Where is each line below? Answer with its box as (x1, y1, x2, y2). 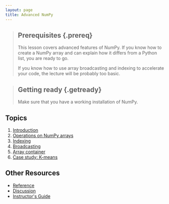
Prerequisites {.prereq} (17, 31, 93, 40)
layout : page (5, 7, 33, 13)
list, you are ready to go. (17, 55, 69, 62)
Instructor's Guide (12, 193, 51, 199)
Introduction (12, 127, 39, 133)
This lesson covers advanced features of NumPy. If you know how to (17, 44, 162, 51)
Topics (5, 113, 27, 122)
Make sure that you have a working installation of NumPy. (17, 99, 139, 105)
